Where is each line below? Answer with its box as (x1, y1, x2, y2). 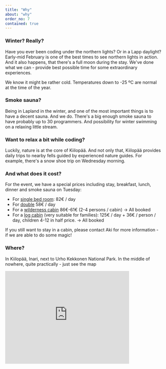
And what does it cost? (5, 170, 62, 177)
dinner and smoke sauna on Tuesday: (5, 186, 82, 193)
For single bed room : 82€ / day (12, 196, 76, 202)
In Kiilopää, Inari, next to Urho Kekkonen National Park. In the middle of (5, 256, 150, 262)
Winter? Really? (5, 38, 44, 45)
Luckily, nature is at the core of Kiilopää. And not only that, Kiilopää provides (5, 147, 161, 153)
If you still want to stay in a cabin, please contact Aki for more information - (5, 227, 159, 233)
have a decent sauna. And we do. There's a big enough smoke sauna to (5, 113, 152, 119)
